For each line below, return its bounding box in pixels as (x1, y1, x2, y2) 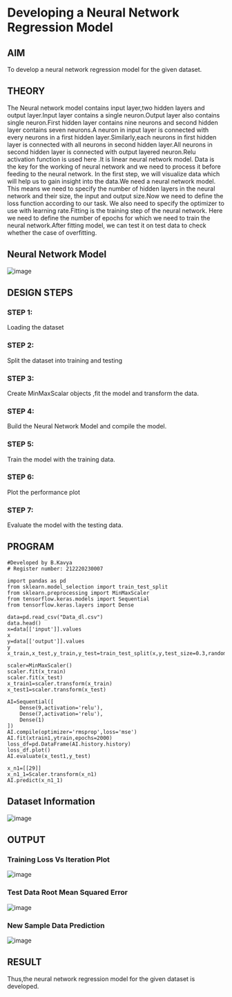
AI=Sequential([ (7, 698, 54, 705)
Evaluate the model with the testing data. (7, 521, 124, 529)
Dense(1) (19, 716, 45, 723)
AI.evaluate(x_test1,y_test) (7, 752, 91, 759)
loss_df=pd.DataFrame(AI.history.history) (7, 741, 131, 748)
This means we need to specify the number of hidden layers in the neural (7, 184, 215, 193)
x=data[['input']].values (7, 625, 81, 633)
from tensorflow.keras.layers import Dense (7, 601, 135, 609)
